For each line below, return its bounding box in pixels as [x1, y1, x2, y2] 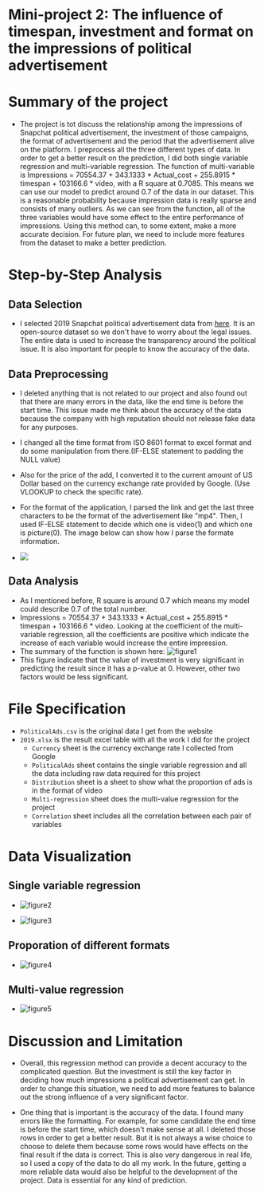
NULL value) [19, 455, 61, 464]
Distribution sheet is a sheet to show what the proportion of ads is [31, 777, 253, 786]
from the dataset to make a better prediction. [19, 238, 167, 248]
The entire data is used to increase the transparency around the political [19, 336, 257, 345]
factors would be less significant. [19, 671, 129, 681]
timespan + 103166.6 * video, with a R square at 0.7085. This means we [19, 179, 254, 188]
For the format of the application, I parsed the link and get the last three [19, 502, 254, 512]
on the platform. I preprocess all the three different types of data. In [19, 145, 241, 155]
